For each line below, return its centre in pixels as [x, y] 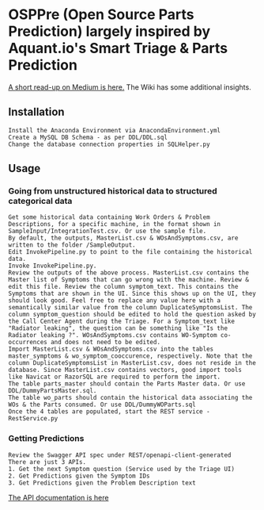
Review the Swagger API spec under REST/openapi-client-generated [120, 455]
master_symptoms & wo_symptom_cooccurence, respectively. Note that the [130, 356]
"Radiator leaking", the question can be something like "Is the [118, 328]
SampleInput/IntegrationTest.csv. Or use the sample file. [107, 232]
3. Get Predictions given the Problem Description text [102, 483]
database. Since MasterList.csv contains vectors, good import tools [125, 370]
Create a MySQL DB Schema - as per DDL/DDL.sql [88, 137]
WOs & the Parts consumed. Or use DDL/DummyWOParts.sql [102, 405]
